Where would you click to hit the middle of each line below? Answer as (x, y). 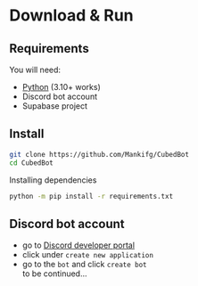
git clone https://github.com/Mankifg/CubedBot (99, 154)
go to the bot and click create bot (84, 265)
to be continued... (54, 274)
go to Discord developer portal (78, 245)
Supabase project (54, 106)
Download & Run (71, 16)
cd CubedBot (31, 163)
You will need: (35, 69)
